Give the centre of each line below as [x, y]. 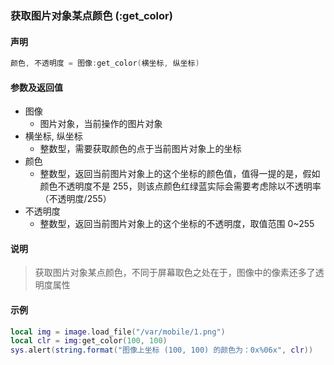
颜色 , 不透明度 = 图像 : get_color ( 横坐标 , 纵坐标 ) [105, 63]
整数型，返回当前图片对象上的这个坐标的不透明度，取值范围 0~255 [177, 224]
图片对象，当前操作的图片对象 [101, 124]
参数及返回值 [36, 87]
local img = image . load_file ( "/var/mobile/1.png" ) [118, 332]
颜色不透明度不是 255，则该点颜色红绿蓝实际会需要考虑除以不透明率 [180, 186]
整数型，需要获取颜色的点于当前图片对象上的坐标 [140, 149]
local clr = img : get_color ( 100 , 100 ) [89, 341]
